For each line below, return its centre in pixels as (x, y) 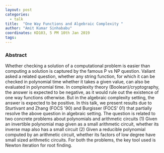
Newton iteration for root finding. (39, 146)
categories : (17, 14)
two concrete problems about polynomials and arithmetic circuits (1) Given (81, 119)
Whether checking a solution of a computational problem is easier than (78, 66)
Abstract (16, 55)
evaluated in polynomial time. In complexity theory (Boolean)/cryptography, (82, 87)
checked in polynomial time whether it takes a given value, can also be (78, 82)
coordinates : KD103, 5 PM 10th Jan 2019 (48, 33)
